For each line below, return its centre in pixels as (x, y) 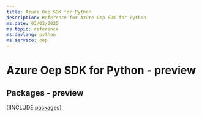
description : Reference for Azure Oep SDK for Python (77, 18)
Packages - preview (45, 93)
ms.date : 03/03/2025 (33, 23)
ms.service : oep (27, 40)
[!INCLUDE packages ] (34, 108)
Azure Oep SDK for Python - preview (101, 70)
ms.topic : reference (33, 29)
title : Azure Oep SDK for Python (49, 12)
